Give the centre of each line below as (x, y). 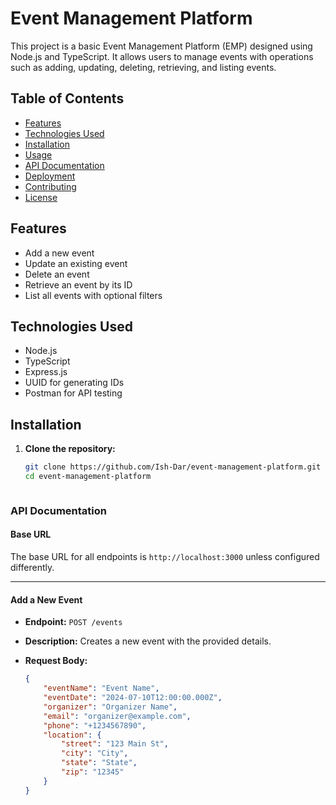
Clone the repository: (70, 449)
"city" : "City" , (95, 753)
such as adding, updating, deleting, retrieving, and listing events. (143, 67)
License (41, 197)
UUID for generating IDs (74, 383)
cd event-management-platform (88, 477)
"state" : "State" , (99, 763)
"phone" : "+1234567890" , (95, 725)
